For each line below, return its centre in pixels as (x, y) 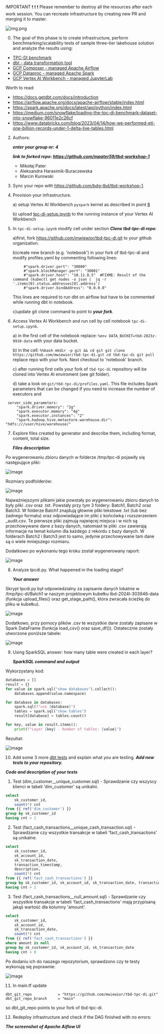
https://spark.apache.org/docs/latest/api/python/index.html (72, 108)
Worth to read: (20, 88)
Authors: (21, 137)
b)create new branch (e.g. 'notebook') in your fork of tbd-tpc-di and (81, 253)
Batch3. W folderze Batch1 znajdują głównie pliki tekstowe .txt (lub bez (76, 510)
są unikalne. (25, 838)
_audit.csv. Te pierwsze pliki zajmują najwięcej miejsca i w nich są (72, 521)
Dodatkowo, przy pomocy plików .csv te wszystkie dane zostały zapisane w (82, 623)
